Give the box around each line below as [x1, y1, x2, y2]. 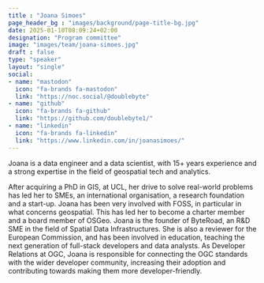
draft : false [8, 48, 55, 56]
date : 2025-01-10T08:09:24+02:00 [8, 26, 118, 34]
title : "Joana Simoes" [8, 11, 87, 20]
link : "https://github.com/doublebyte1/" [15, 115, 154, 123]
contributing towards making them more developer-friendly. [8, 266, 203, 275]
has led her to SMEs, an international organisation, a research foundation [8, 191, 245, 200]
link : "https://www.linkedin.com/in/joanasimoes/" [15, 136, 185, 145]
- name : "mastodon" [8, 77, 73, 85]
